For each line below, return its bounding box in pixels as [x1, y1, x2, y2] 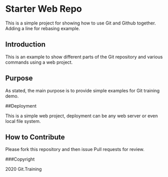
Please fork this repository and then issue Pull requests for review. [5, 146, 145, 153]
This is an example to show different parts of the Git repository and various [5, 54, 163, 60]
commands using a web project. [5, 59, 73, 65]
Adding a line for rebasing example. [5, 25, 80, 31]
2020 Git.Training [5, 166, 42, 172]
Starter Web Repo [5, 3, 82, 15]
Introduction [5, 40, 46, 49]
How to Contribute [5, 133, 65, 141]
